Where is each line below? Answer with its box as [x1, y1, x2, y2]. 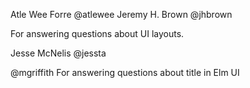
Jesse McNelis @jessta [10, 47, 107, 59]
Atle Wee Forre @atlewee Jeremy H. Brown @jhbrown [10, 9, 233, 20]
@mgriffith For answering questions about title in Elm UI [10, 67, 240, 78]
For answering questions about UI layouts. [10, 28, 185, 39]
